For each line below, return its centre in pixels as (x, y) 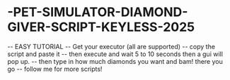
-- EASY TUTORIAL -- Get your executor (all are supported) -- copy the (111, 46)
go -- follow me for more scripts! (55, 69)
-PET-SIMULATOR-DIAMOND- (98, 12)
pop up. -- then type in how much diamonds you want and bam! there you (115, 61)
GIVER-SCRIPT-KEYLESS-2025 (101, 27)
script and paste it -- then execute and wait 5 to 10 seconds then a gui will (115, 54)
